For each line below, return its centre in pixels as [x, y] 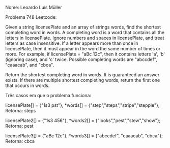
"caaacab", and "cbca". [30, 65]
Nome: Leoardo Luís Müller [34, 7]
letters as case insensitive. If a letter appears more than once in [72, 43]
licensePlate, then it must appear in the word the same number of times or [83, 49]
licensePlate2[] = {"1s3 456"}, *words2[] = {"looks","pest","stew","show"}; [83, 121]
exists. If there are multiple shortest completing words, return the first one [83, 80]
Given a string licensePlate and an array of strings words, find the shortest [83, 27]
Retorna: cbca [20, 141]
